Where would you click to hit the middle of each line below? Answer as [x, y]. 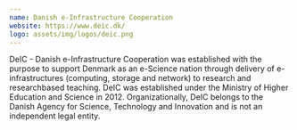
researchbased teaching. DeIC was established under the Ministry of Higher [149, 88]
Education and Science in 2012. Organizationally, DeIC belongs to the [136, 97]
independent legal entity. [55, 116]
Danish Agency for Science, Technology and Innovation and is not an [136, 107]
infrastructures [37, 78]
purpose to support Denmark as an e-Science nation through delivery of [142, 69]
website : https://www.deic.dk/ [67, 26]
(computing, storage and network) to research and [158, 78]
